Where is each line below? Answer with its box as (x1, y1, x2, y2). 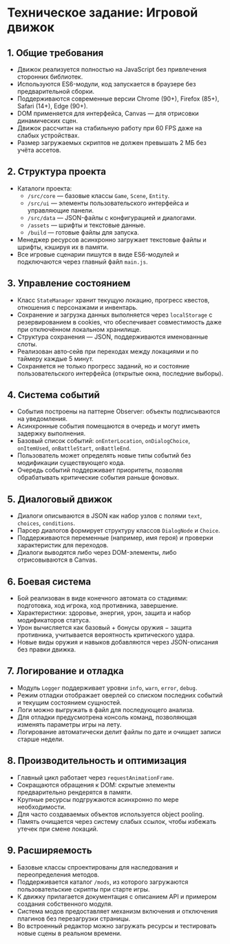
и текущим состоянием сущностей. (17, 698, 122, 707)
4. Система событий (7, 389, 100, 401)
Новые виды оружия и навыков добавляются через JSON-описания (17, 638, 218, 647)
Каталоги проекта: (17, 184, 72, 193)
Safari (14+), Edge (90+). (17, 102, 88, 110)
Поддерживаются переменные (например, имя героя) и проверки (17, 533, 213, 542)
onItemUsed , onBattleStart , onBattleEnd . (17, 444, 132, 453)
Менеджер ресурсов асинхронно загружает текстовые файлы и (17, 235, 207, 244)
